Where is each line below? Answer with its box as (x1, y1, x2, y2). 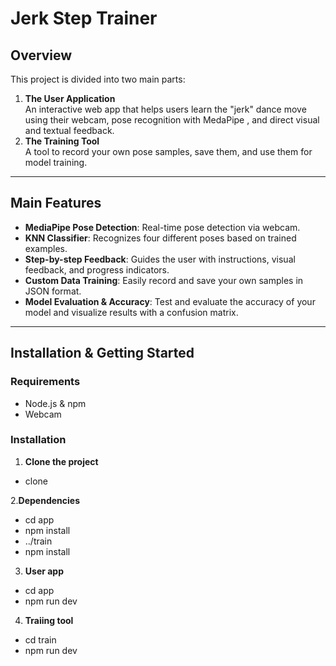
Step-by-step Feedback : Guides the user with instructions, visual (24, 253, 296, 265)
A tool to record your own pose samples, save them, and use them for (24, 146, 313, 157)
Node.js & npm (24, 397, 87, 409)
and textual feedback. (24, 125, 115, 136)
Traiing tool (24, 614, 74, 626)
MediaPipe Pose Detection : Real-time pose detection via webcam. (24, 221, 301, 233)
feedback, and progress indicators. (24, 263, 170, 276)
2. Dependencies (10, 494, 81, 506)
